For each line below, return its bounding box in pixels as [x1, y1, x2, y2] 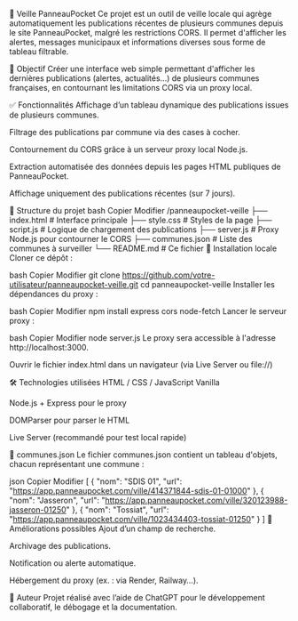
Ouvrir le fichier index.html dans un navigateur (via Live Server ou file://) [9, 359, 273, 369]
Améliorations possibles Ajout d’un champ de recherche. [9, 523, 216, 534]
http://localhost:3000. [9, 343, 89, 352]
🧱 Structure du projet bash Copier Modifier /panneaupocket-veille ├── [9, 206, 268, 215]
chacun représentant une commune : [9, 459, 145, 469]
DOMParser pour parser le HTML [9, 415, 130, 425]
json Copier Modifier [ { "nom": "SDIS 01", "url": [9, 476, 183, 487]
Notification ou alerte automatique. [9, 558, 137, 569]
